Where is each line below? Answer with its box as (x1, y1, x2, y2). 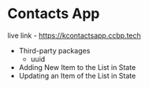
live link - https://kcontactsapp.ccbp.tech (7, 31, 141, 40)
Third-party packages (18, 46, 91, 55)
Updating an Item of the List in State (18, 71, 136, 80)
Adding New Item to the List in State (18, 62, 136, 71)
